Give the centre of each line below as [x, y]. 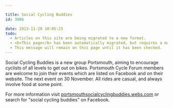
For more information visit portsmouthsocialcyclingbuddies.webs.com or [82, 94]
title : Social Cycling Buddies [39, 14]
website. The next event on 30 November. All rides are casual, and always [84, 79]
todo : [11, 33]
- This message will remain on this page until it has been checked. [86, 48]
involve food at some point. [34, 84]
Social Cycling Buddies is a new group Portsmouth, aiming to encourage [82, 62]
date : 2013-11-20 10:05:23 [34, 29]
